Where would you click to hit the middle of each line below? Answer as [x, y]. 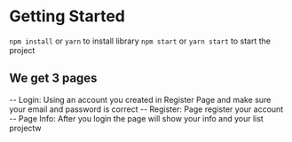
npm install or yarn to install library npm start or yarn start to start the [140, 41]
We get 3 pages [53, 79]
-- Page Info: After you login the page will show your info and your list [136, 118]
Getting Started [67, 16]
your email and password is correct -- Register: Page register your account [146, 109]
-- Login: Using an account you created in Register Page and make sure [140, 99]
